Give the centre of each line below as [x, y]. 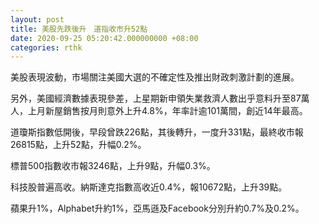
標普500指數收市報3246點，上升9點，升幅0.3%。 [113, 166]
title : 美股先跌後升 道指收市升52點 [79, 29]
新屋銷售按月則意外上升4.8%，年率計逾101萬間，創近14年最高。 [176, 111]
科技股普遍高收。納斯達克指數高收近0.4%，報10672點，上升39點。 [149, 187]
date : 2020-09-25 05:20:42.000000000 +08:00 [104, 38]
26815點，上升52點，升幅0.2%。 [78, 145]
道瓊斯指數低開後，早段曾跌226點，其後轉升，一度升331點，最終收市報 [157, 132]
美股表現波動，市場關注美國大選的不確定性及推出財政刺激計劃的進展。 [155, 77]
